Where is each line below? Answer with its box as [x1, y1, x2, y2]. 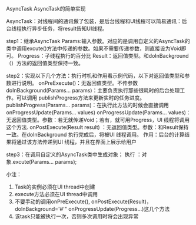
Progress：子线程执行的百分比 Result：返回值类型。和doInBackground [17, 52, 190, 59]
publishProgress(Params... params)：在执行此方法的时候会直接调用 [6, 102, 170, 108]
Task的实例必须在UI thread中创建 [14, 183, 95, 190]
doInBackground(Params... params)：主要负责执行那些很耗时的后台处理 [6, 87, 180, 94]
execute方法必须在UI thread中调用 [14, 191, 98, 197]
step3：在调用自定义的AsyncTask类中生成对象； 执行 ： [6, 151, 142, 158]
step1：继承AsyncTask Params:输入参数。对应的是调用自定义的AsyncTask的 [6, 38, 190, 44]
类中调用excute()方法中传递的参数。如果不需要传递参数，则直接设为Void [6, 45, 181, 52]
